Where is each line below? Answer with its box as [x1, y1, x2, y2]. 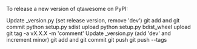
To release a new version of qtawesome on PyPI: [6, 5, 129, 12]
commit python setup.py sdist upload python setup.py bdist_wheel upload [6, 24, 191, 30]
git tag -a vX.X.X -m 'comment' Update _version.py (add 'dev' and [6, 30, 172, 37]
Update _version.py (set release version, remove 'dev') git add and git [6, 17, 180, 24]
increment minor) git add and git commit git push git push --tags [6, 36, 167, 43]
